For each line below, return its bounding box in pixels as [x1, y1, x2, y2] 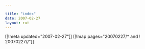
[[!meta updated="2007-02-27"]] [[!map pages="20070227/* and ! [5, 33, 141, 39]
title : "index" [5, 11, 36, 16]
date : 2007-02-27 [5, 16, 41, 21]
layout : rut [5, 20, 29, 25]
